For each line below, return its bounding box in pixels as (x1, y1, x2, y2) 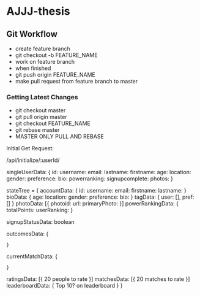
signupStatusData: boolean (6, 218, 75, 226)
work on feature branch (15, 58, 75, 65)
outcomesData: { (6, 230, 49, 237)
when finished (15, 64, 51, 72)
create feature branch (15, 45, 70, 52)
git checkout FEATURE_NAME (15, 120, 91, 127)
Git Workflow (6, 29, 58, 39)
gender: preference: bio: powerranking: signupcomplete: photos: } (6, 175, 173, 182)
